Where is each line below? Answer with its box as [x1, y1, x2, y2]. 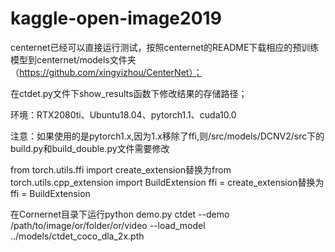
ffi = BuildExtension [10, 187, 91, 199]
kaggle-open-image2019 [10, 7, 222, 30]
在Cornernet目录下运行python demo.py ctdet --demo [10, 208, 230, 220]
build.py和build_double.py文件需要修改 [10, 142, 170, 154]
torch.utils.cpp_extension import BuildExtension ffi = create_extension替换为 [10, 176, 325, 188]
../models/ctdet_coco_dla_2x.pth [10, 230, 145, 242]
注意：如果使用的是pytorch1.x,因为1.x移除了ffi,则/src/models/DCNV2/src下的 [10, 130, 325, 142]
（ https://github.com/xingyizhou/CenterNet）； [10, 66, 203, 78]
